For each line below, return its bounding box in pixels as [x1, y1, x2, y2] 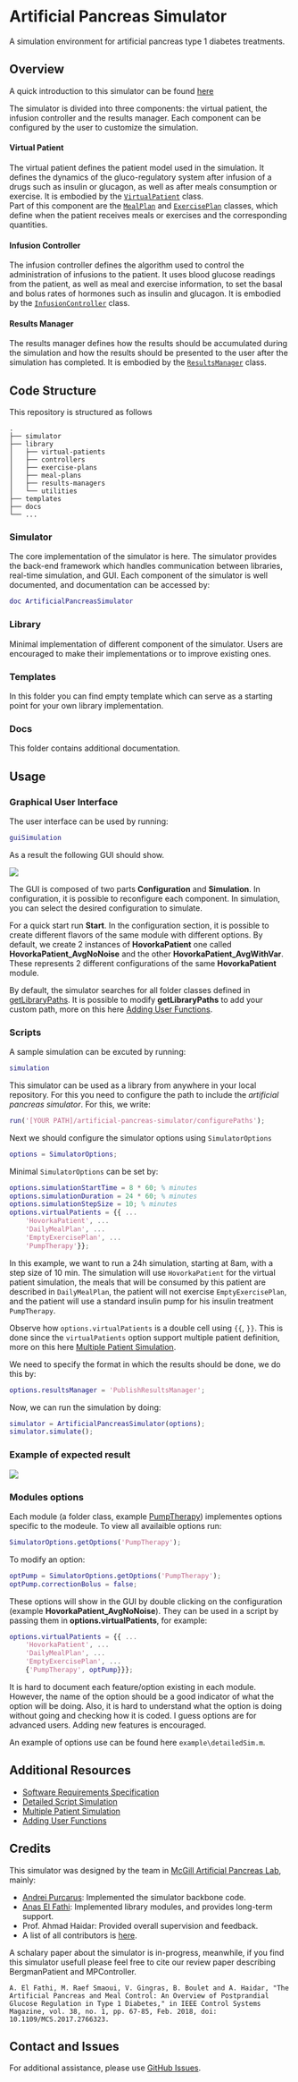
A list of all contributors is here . [21, 1930, 137, 1941]
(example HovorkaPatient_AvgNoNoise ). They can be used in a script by [9, 1605, 279, 1616]
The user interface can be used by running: [9, 816, 169, 827]
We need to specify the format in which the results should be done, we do [9, 1358, 281, 1370]
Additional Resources [9, 1763, 131, 1778]
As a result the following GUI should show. [9, 849, 165, 860]
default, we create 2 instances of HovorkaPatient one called [9, 939, 232, 949]
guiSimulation [9, 833, 62, 842]
